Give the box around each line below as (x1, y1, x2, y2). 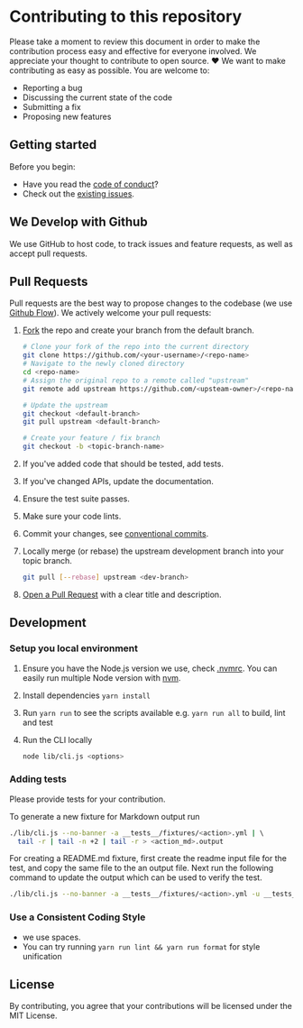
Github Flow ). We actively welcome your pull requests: (9, 307, 212, 318)
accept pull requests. (9, 248, 88, 259)
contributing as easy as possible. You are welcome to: (9, 65, 210, 76)
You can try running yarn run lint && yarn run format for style (22, 941, 261, 952)
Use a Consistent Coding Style (9, 911, 146, 923)
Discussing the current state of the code (22, 92, 173, 103)
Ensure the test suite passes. (22, 493, 131, 504)
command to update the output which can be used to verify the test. (9, 872, 263, 883)
